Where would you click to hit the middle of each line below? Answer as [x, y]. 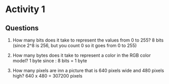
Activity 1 [25, 9]
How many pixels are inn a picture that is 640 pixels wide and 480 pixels [88, 70]
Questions [22, 28]
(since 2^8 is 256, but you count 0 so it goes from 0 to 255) [75, 46]
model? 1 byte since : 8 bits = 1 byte [50, 61]
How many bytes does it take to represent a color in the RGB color [82, 55]
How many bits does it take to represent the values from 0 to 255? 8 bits [88, 40]
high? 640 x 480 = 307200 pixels [47, 76]
